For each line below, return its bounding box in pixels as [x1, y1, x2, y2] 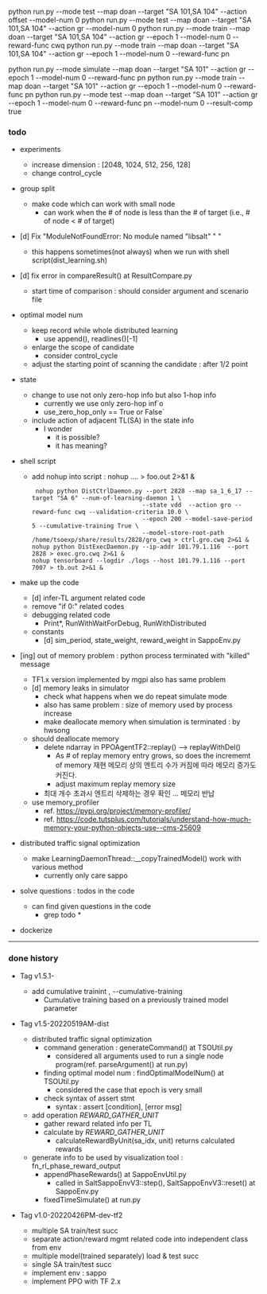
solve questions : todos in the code [19, 887, 135, 896]
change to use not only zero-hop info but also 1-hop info [31, 390, 217, 400]
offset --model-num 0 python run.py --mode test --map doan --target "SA [8, 15, 252, 25]
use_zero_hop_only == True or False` [43, 407, 165, 417]
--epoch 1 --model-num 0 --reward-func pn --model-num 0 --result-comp [8, 99, 253, 107]
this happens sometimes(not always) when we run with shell [31, 247, 230, 257]
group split [19, 184, 56, 193]
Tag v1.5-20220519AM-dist [19, 1019, 110, 1028]
